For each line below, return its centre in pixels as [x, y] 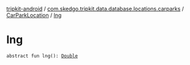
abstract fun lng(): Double [42, 56]
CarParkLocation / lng [34, 15]
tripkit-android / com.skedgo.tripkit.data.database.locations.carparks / [95, 9]
